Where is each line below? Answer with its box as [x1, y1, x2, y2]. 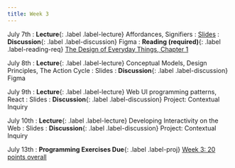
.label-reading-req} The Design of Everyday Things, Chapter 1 [7, 45, 189, 53]
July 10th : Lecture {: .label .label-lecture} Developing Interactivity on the [7, 116, 219, 125]
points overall [7, 152, 48, 161]
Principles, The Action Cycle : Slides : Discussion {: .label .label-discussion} [7, 66, 229, 74]
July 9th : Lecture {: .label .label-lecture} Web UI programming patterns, [7, 87, 217, 96]
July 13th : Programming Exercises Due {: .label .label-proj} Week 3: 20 [7, 145, 216, 153]
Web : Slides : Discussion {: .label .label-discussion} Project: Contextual [7, 123, 217, 132]
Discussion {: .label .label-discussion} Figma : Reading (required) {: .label [7, 37, 222, 46]
